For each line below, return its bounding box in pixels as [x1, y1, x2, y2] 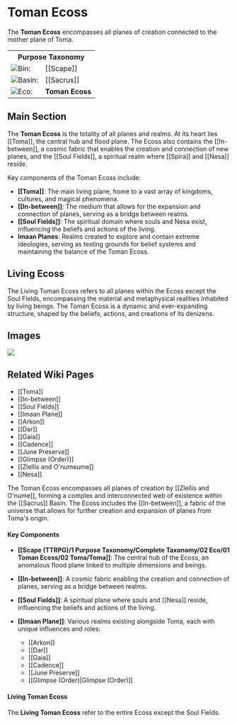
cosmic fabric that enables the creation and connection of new [45, 145, 229, 153]
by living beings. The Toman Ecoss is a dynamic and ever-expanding [7, 302, 208, 310]
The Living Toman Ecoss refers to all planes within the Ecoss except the [7, 286, 216, 295]
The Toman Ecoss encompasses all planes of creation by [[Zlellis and [7, 484, 209, 492]
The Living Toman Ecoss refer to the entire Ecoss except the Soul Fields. [7, 708, 221, 716]
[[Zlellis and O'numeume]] [17, 463, 94, 471]
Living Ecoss [7, 268, 65, 280]
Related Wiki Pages [7, 368, 94, 380]
